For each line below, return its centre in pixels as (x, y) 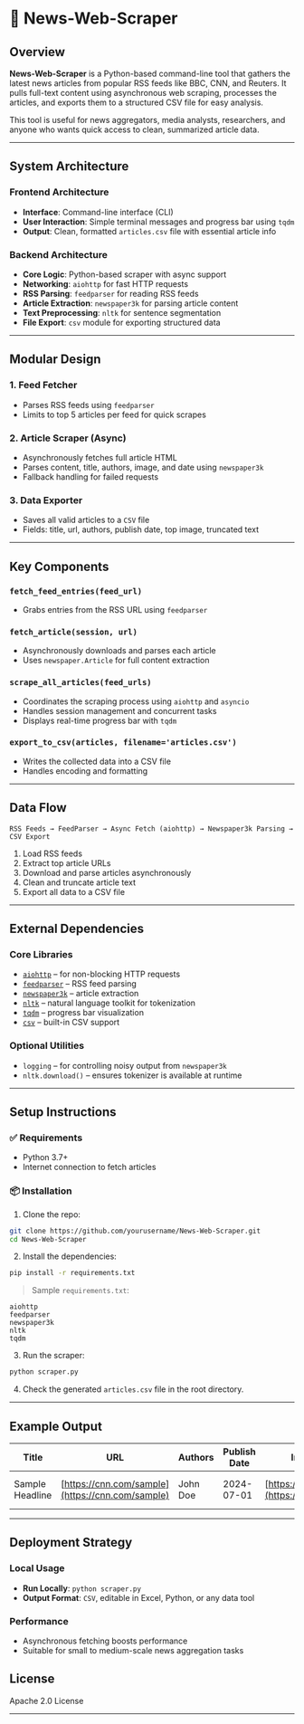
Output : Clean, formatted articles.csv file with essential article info (149, 231)
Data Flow (38, 808)
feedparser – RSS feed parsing (80, 984)
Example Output (56, 1426)
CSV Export (30, 836)
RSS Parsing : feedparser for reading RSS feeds (110, 293)
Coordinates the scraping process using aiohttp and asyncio (136, 701)
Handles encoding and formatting (85, 771)
